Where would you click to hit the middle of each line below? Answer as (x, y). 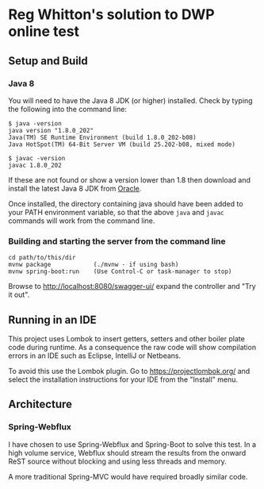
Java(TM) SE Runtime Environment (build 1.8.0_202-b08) (102, 137)
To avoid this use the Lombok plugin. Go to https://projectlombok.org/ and (129, 371)
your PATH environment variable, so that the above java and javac (116, 212)
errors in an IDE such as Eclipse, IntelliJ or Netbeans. (94, 356)
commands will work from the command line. (82, 221)
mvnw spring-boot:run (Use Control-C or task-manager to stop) (120, 271)
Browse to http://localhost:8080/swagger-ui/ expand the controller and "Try (132, 287)
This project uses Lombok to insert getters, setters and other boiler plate (127, 338)
